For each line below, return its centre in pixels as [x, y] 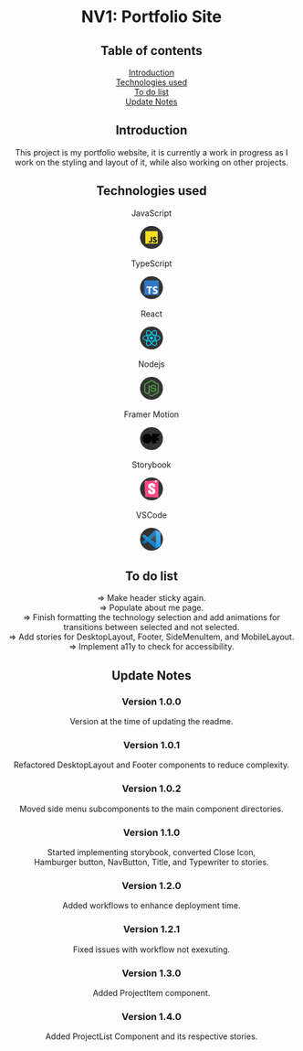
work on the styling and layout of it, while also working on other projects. [151, 162]
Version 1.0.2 [151, 788]
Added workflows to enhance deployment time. [151, 906]
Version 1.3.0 [151, 973]
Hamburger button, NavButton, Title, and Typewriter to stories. [151, 863]
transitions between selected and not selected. [151, 627]
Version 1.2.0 [151, 885]
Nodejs [151, 364]
